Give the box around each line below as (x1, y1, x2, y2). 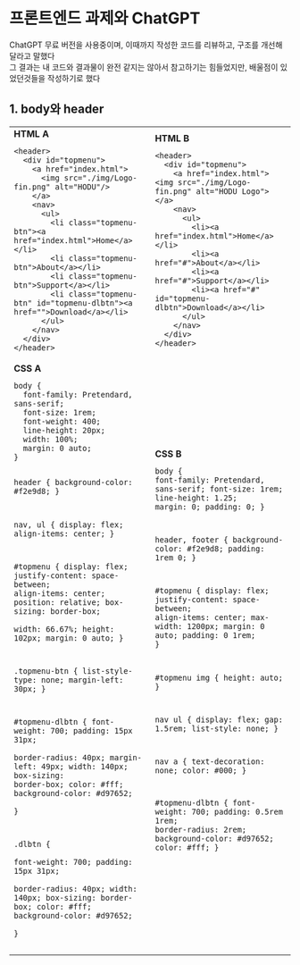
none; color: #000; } (154, 765, 247, 776)
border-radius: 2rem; (154, 825, 247, 835)
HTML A (13, 127, 49, 139)
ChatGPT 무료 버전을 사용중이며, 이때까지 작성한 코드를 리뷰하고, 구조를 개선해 (9, 39, 283, 50)
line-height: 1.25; (154, 492, 238, 503)
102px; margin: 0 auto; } (13, 633, 124, 643)
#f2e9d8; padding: (187, 544, 265, 554)
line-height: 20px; (22, 425, 105, 435)
